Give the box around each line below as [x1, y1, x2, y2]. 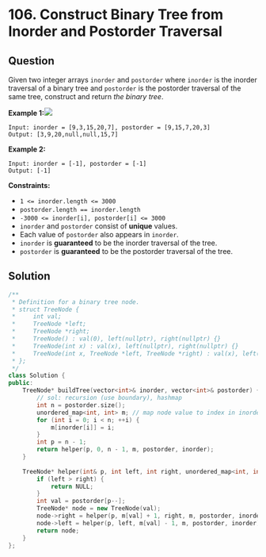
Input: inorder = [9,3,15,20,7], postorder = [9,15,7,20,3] [8, 124, 211, 132]
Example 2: [8, 144, 46, 154]
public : [8, 379, 34, 387]
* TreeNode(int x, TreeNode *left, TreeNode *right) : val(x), [11, 349, 239, 358]
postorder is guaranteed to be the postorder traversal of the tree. [19, 247, 234, 255]
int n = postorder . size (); [36, 401, 126, 409]
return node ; [36, 526, 80, 535]
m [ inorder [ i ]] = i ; [50, 423, 115, 432]
